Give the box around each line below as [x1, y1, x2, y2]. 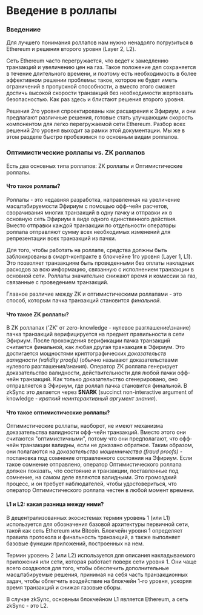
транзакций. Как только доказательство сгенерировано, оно [20, 376, 178, 383]
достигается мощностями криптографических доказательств [6, 350, 167, 357]
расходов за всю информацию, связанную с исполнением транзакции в [6, 265, 194, 273]
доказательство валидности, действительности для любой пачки [6, 369, 176, 376]
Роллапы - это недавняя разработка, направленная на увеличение [6, 196, 181, 203]
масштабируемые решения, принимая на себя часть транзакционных [6, 571, 188, 578]
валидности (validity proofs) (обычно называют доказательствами [6, 356, 178, 364]
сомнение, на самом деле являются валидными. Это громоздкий [6, 474, 177, 481]
